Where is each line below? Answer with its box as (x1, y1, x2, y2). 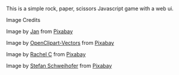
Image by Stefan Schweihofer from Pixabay (6, 62, 113, 69)
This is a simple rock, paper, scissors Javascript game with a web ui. (6, 5, 174, 12)
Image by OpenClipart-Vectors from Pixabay (6, 40, 114, 46)
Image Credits (6, 17, 40, 23)
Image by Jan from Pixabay (6, 28, 73, 35)
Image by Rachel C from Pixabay (6, 51, 86, 58)
